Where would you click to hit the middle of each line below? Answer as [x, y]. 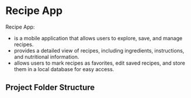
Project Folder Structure [50, 88]
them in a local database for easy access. [64, 69]
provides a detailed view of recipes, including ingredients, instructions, [99, 50]
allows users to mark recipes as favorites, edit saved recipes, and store [99, 63]
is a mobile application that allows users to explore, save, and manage [98, 38]
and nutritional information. [46, 57]
